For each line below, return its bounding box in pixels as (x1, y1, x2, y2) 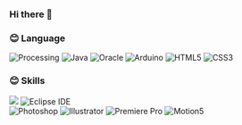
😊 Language (9, 31, 65, 44)
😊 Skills (9, 75, 46, 87)
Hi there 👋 (9, 8, 54, 21)
